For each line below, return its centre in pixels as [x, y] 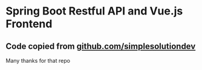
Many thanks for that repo [38, 61]
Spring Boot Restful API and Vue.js [94, 11]
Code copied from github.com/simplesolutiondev [101, 46]
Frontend [29, 24]
